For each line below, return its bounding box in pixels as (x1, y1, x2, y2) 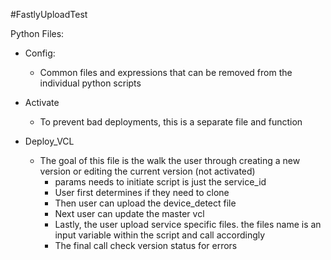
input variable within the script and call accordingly (54, 229, 266, 241)
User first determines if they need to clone (54, 187, 230, 198)
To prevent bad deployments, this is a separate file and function (39, 116, 303, 128)
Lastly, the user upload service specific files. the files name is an (54, 219, 322, 230)
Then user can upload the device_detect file (54, 197, 237, 209)
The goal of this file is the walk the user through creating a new (39, 155, 301, 166)
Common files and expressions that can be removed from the (39, 67, 293, 78)
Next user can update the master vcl (54, 208, 205, 219)
